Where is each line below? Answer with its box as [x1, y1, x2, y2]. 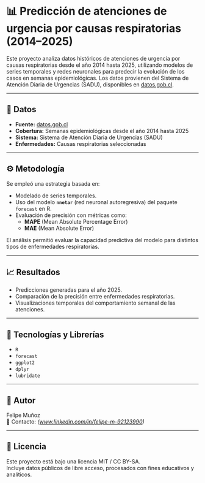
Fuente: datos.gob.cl [15, 120, 68, 128]
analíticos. [6, 471, 32, 478]
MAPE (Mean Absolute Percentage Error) [24, 218, 128, 225]
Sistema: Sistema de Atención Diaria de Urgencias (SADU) [15, 134, 163, 141]
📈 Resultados [6, 267, 60, 277]
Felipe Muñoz [6, 411, 41, 419]
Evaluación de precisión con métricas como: [15, 211, 127, 219]
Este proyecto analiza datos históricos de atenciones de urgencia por [6, 55, 181, 62]
